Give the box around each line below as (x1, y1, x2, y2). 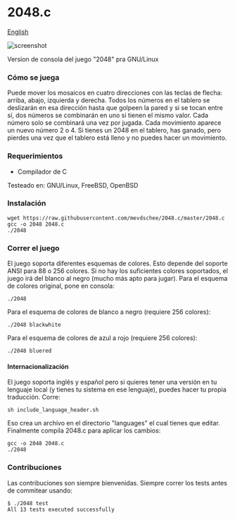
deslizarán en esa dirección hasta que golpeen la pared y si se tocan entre (7, 104, 223, 112)
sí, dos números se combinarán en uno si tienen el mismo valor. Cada (7, 111, 209, 120)
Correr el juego (7, 243, 60, 253)
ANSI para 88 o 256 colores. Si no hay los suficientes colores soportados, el (7, 267, 229, 275)
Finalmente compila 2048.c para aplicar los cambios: (7, 426, 161, 435)
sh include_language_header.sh (7, 406, 99, 413)
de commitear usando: (7, 486, 72, 495)
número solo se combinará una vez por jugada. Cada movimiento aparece (7, 119, 222, 127)
